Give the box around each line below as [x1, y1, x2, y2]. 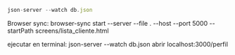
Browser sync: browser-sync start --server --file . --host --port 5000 [7, 19, 208, 27]
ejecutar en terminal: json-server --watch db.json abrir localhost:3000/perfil [7, 40, 229, 48]
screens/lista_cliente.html [34, 26, 109, 35]
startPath [7, 26, 34, 35]
